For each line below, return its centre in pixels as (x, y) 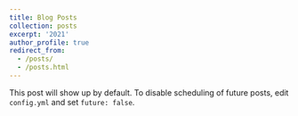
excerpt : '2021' (39, 34)
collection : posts (43, 26)
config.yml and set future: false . (72, 102)
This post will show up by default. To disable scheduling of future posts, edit (149, 92)
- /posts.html (43, 68)
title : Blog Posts (43, 17)
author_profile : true (49, 42)
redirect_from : (37, 51)
